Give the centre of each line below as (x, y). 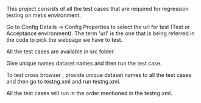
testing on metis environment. (44, 15)
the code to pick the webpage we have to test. (65, 40)
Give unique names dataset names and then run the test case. (84, 63)
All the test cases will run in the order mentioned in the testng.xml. (89, 93)
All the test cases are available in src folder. (61, 51)
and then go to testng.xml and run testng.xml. (63, 81)
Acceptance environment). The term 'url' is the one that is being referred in (100, 33)
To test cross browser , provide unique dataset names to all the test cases (99, 75)
